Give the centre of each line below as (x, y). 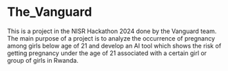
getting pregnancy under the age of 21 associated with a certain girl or (107, 53)
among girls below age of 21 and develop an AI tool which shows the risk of (114, 45)
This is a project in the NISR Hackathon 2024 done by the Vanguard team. (112, 31)
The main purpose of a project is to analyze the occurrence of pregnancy (111, 38)
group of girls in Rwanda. (43, 60)
